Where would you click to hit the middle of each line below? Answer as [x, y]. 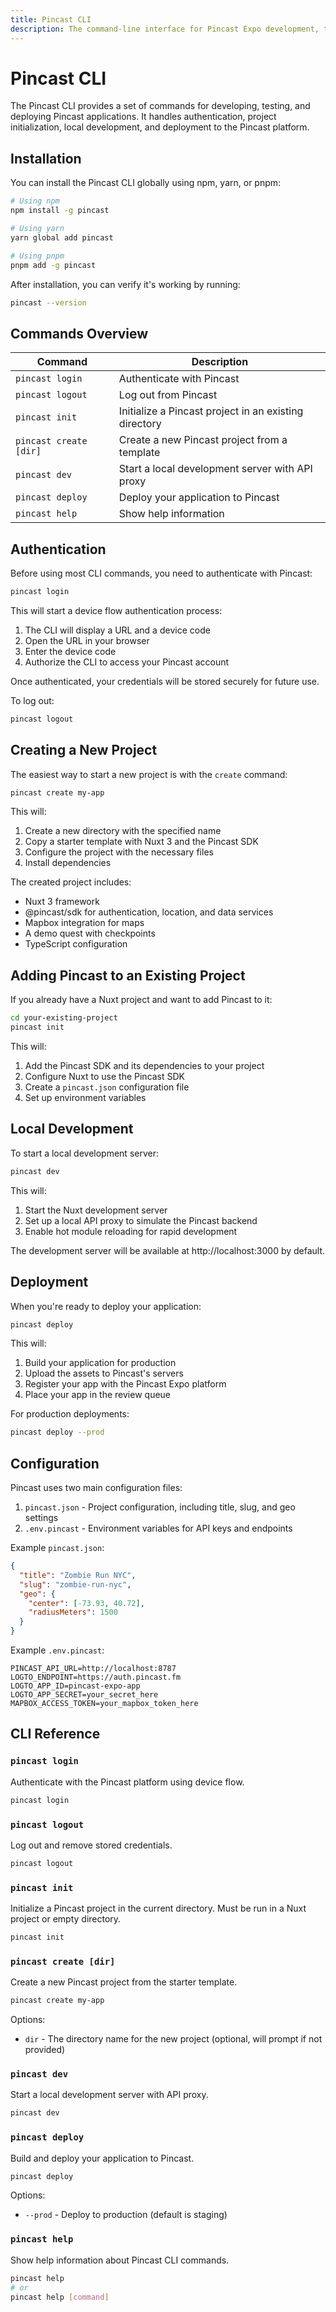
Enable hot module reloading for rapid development [131, 1231]
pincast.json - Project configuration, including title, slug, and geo [160, 1507]
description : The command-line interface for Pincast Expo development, [165, 29]
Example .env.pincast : [57, 1650]
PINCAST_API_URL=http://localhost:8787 [93, 1669]
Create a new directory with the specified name [123, 831]
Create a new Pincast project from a [203, 440]
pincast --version [48, 302]
